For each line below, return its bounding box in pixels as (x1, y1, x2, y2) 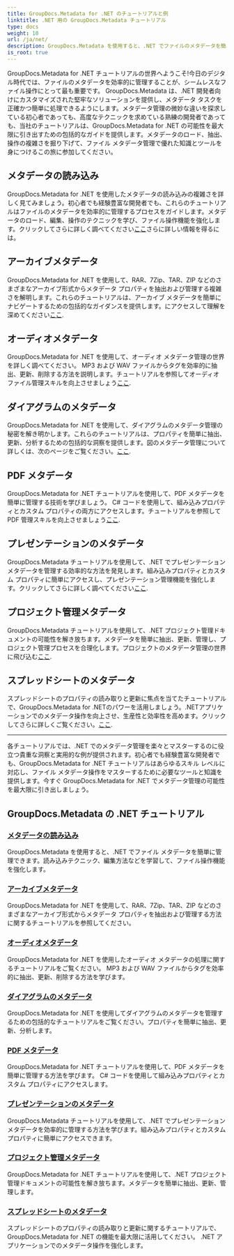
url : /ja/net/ (7, 36, 49, 43)
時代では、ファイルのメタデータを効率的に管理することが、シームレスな (13, 77, 221, 86)
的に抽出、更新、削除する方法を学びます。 (7, 972, 129, 981)
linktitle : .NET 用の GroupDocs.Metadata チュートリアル (7, 17, 166, 24)
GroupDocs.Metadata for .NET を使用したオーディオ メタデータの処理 (7, 955, 208, 963)
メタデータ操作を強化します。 (61, 1241, 148, 1250)
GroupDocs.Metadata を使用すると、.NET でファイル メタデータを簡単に (7, 848, 216, 856)
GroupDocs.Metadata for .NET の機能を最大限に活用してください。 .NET (7, 1232, 215, 1241)
